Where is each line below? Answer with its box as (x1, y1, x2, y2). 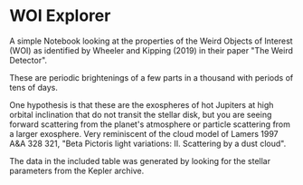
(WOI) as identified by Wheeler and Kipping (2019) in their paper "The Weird (9, 44, 294, 55)
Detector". (9, 54, 48, 65)
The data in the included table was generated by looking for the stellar (9, 155, 271, 166)
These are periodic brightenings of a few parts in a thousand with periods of (9, 72, 294, 83)
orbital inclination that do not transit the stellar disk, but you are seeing (9, 109, 272, 120)
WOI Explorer (9, 5, 111, 26)
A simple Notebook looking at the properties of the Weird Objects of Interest (9, 35, 293, 46)
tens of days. (9, 82, 59, 92)
